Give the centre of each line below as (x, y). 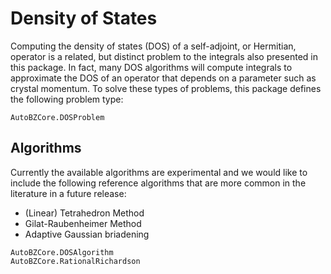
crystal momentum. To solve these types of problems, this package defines (166, 88)
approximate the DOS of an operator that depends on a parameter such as (163, 78)
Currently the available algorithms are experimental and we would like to (159, 172)
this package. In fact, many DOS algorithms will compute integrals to (151, 67)
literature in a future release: (68, 193)
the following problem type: (67, 99)
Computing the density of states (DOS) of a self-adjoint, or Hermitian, (153, 46)
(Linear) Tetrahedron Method (84, 213)
